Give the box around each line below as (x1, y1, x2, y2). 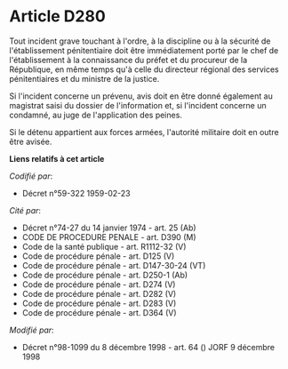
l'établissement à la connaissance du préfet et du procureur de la (9, 54, 248, 65)
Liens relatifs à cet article (9, 153, 105, 164)
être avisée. (9, 136, 52, 147)
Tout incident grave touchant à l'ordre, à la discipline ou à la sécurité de (9, 36, 271, 46)
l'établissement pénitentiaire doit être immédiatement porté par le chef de (9, 44, 279, 55)
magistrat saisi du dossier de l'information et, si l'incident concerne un (9, 100, 267, 110)
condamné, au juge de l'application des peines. (9, 109, 182, 120)
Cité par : (9, 205, 42, 215)
